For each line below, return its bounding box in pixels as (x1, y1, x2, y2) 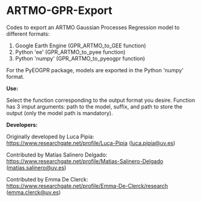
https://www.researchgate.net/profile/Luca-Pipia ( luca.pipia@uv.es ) (6, 139, 176, 146)
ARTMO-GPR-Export (6, 4, 113, 18)
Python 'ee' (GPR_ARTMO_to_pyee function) (15, 48, 126, 55)
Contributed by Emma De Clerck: (6, 175, 88, 183)
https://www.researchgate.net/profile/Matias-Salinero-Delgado (6, 157, 163, 164)
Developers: (6, 121, 38, 128)
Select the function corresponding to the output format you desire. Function (6, 96, 196, 104)
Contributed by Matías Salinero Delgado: (6, 151, 108, 158)
